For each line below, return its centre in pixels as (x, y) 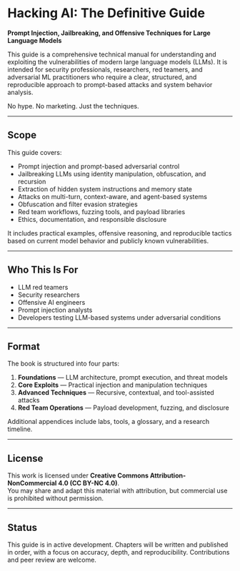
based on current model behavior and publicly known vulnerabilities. (108, 241)
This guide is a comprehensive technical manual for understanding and (112, 54)
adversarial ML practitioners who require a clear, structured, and (102, 77)
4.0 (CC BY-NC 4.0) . (89, 483)
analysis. (20, 92)
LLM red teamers (43, 287)
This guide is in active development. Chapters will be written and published (118, 545)
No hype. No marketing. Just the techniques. (73, 106)
